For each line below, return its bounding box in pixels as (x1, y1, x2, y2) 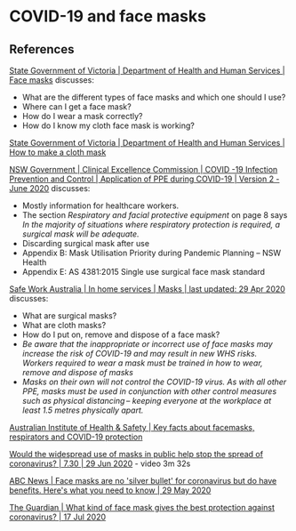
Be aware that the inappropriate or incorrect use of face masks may (21, 339, 273, 349)
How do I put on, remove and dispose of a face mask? (21, 329, 220, 340)
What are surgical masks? (21, 310, 117, 321)
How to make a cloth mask (9, 147, 107, 157)
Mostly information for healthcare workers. (21, 200, 180, 211)
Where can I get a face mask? (21, 101, 132, 112)
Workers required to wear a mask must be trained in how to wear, (21, 358, 264, 368)
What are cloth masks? (21, 320, 107, 330)
